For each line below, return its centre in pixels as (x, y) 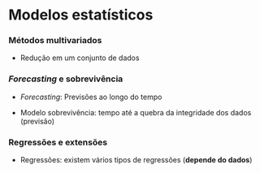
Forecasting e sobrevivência (66, 79)
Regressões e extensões (58, 142)
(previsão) (37, 121)
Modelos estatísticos (81, 15)
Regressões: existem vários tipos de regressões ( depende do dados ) (136, 160)
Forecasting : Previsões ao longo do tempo (91, 97)
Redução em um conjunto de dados (80, 58)
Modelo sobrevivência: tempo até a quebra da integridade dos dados (136, 112)
